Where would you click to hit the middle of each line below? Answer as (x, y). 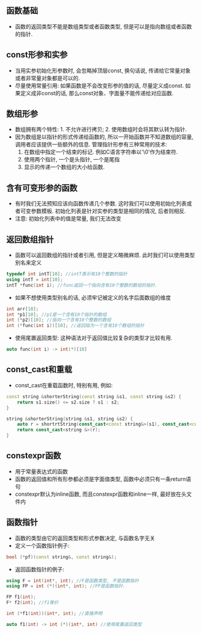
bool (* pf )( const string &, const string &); (62, 557)
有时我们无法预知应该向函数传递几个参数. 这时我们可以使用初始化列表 (101, 204)
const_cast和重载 (39, 370)
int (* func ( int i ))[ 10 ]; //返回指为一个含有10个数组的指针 (75, 326)
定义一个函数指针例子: (42, 545)
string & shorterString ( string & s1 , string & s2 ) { (70, 419)
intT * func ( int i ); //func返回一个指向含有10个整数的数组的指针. (82, 285)
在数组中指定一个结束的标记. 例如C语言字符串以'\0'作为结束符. (101, 152)
